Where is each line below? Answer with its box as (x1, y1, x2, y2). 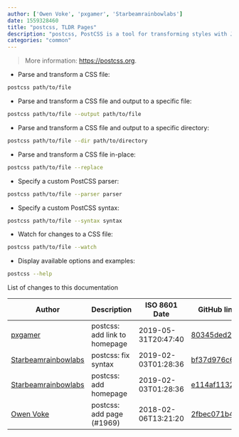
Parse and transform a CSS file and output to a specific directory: (17, 123, 210, 132)
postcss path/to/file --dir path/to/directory (7, 137, 148, 144)
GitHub (198, 305, 223, 315)
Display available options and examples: (17, 257, 135, 265)
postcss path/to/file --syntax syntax (7, 217, 122, 224)
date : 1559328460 (7, 17, 59, 24)
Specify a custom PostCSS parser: (17, 177, 119, 185)
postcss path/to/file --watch (7, 243, 97, 251)
